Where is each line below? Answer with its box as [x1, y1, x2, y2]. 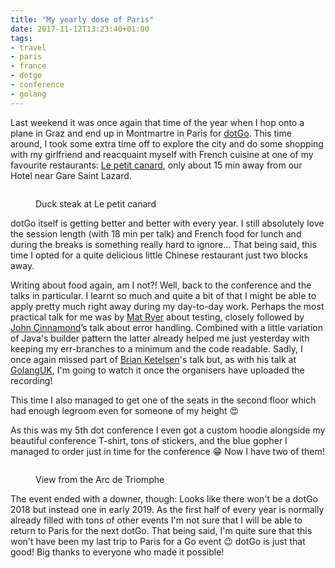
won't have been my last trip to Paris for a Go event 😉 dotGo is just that [10, 535, 306, 547]
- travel [10, 42, 47, 53]
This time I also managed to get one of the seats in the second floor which [10, 394, 317, 406]
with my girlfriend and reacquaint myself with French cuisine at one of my [10, 148, 314, 160]
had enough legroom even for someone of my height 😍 [10, 404, 240, 416]
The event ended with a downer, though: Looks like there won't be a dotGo [10, 492, 318, 505]
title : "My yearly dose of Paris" [10, 14, 155, 25]
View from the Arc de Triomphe [35, 473, 165, 485]
